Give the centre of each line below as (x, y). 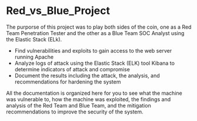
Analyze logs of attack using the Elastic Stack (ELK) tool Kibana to (95, 63)
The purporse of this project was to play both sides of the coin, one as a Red (99, 27)
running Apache (34, 57)
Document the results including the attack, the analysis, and (87, 75)
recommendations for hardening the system (68, 82)
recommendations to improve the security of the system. (75, 112)
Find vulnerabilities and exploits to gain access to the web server (93, 50)
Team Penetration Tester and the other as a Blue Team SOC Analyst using (95, 33)
